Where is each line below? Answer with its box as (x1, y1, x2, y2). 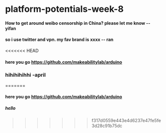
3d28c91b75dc (91, 123, 123, 129)
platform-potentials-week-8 (5, 3, 124, 15)
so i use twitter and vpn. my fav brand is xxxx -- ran (5, 37, 113, 43)
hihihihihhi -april (5, 71, 46, 78)
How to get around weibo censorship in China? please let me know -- (5, 20, 151, 26)
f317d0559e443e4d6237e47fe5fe (91, 118, 162, 124)
